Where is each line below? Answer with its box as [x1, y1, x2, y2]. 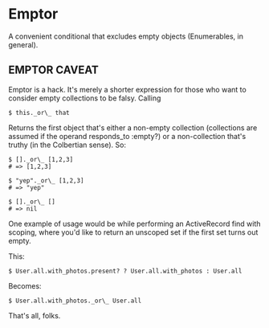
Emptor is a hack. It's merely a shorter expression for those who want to [8, 84, 247, 94]
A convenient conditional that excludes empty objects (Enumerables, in [8, 31, 243, 41]
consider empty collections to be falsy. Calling [8, 93, 161, 103]
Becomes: [8, 281, 42, 290]
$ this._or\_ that [8, 109, 70, 117]
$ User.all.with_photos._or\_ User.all [8, 297, 142, 305]
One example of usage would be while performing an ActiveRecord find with [8, 219, 261, 228]
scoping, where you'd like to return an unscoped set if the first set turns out [8, 227, 259, 237]
